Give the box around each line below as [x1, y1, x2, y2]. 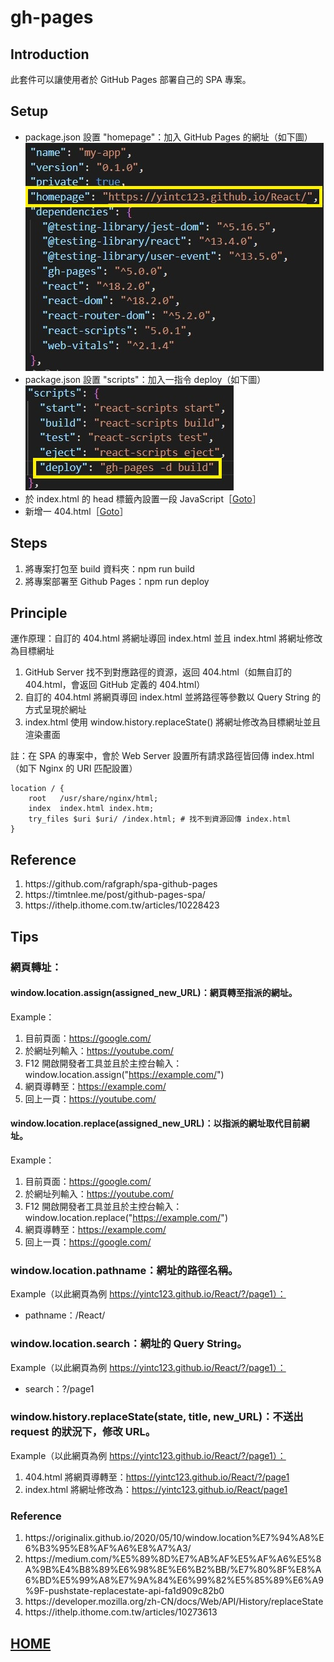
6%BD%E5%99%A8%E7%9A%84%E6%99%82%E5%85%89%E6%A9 [24, 1574, 324, 1586]
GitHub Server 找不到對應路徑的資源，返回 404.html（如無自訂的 [24, 666, 292, 678]
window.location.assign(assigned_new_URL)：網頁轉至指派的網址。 [10, 987, 298, 999]
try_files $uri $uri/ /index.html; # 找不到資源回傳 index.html [28, 814, 292, 825]
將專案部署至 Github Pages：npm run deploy [24, 575, 210, 587]
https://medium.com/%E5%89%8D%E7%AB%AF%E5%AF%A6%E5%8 [24, 1553, 322, 1565]
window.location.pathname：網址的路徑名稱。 [10, 1263, 239, 1277]
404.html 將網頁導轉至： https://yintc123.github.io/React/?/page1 [24, 1471, 290, 1483]
